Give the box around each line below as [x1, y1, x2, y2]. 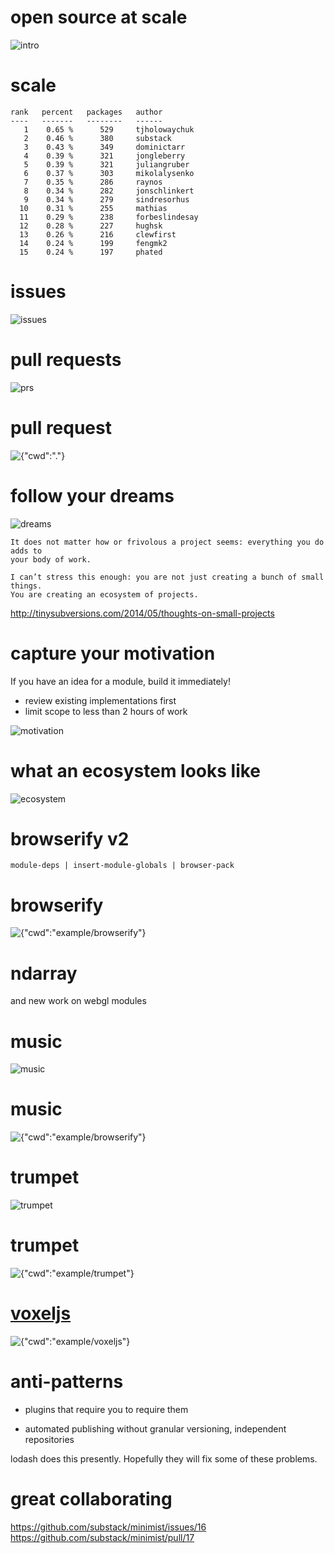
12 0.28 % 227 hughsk [19, 221, 163, 231]
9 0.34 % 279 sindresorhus [23, 194, 190, 205]
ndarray [10, 962, 78, 985]
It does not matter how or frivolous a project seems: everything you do [10, 537, 325, 547]
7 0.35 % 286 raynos [23, 177, 163, 187]
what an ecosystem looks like [10, 759, 262, 782]
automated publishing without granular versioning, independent [24, 1422, 287, 1435]
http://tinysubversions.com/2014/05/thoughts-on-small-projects [10, 607, 275, 619]
